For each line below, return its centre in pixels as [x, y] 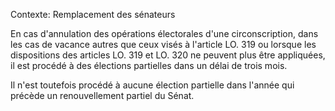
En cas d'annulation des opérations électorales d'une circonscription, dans [164, 33]
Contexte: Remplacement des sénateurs [93, 14]
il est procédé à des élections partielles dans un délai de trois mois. [149, 65]
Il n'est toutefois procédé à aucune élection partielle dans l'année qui [152, 85]
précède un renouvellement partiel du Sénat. [102, 95]
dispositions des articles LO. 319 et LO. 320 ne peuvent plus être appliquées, [168, 55]
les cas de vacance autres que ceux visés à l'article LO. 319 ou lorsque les [163, 44]
